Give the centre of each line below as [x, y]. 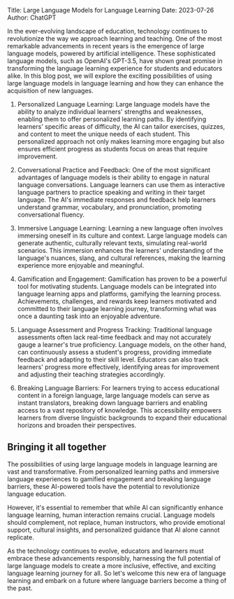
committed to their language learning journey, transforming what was [117, 309]
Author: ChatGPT [32, 18]
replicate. [21, 537]
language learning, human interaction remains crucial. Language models [111, 515]
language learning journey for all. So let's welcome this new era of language [117, 573]
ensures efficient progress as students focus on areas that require [112, 149]
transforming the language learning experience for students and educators [115, 68]
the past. [20, 588]
